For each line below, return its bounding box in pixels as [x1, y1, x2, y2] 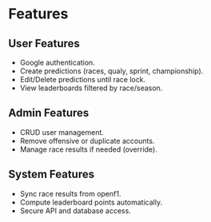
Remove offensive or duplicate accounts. [19, 136, 155, 145]
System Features [8, 168, 94, 181]
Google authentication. [19, 57, 96, 67]
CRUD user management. [19, 127, 104, 137]
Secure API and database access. [19, 205, 132, 216]
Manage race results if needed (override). [19, 145, 157, 154]
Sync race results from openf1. [19, 188, 121, 198]
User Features [8, 37, 80, 50]
